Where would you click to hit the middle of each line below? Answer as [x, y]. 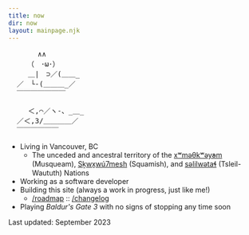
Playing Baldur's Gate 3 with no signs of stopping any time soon [125, 207]
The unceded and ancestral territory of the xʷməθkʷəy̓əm [127, 155]
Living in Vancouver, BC [59, 147]
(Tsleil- [230, 164]
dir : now [23, 23]
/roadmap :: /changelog [70, 198]
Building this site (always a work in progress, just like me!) [115, 190]
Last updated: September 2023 [60, 222]
